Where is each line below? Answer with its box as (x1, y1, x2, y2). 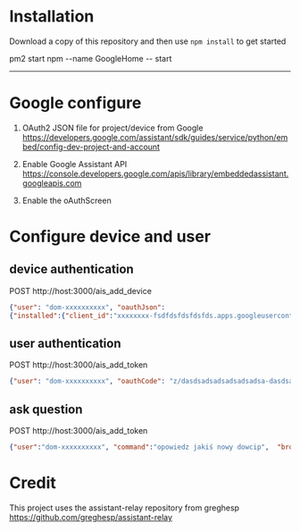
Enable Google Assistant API (21, 158, 128, 169)
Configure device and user (9, 226, 212, 247)
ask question (9, 401, 83, 417)
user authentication (9, 336, 122, 351)
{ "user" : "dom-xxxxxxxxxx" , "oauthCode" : (9, 377, 166, 386)
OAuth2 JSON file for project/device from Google (21, 122, 204, 133)
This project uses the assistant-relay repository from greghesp (9, 502, 239, 513)
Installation (9, 6, 95, 27)
